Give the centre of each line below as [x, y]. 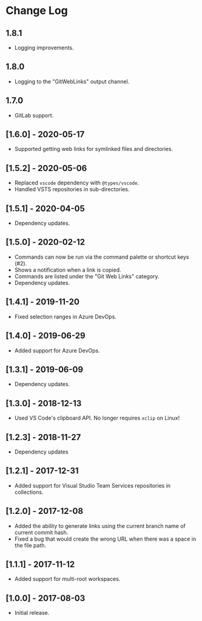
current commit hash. [41, 532]
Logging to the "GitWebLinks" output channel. [72, 81]
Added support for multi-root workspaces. [67, 579]
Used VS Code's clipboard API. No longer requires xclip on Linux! [97, 418]
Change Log [37, 11]
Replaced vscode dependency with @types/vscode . [77, 183]
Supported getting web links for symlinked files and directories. [94, 149]
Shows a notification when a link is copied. [68, 270]
